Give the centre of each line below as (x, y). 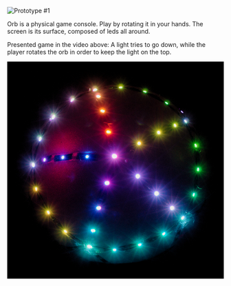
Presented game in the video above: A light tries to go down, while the (107, 44)
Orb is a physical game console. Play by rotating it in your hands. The (106, 24)
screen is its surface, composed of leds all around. (79, 31)
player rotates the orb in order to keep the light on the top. (89, 52)
